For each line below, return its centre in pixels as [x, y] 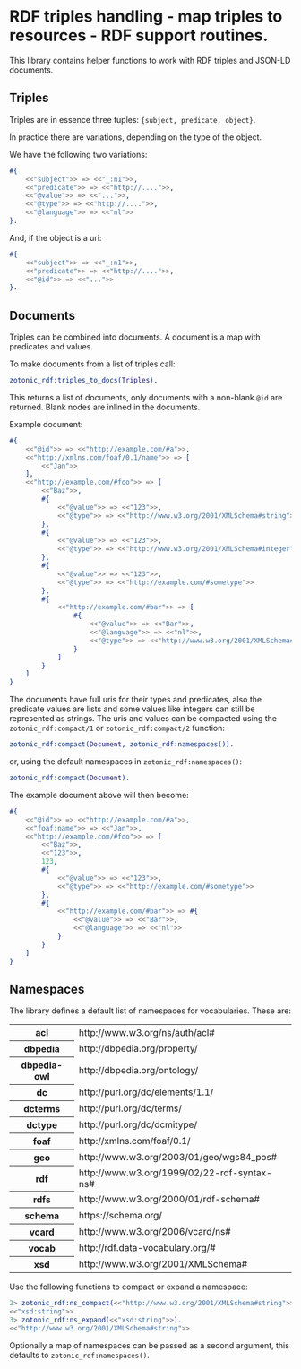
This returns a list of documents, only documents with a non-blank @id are [146, 397]
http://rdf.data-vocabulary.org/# [148, 1248]
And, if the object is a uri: [56, 237]
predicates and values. [52, 347]
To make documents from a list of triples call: [93, 364]
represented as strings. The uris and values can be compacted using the [143, 719]
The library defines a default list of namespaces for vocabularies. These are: [150, 1011]
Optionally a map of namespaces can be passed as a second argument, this [149, 1345]
